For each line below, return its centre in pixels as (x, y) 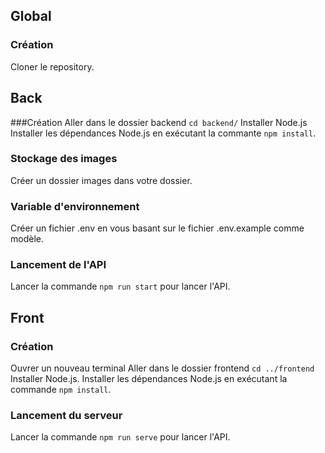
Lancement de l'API (58, 265)
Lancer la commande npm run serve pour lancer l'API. (120, 437)
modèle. (27, 239)
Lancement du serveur (66, 415)
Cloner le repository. (52, 66)
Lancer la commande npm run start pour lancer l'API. (120, 286)
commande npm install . (61, 390)
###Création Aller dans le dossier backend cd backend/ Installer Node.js (159, 122)
